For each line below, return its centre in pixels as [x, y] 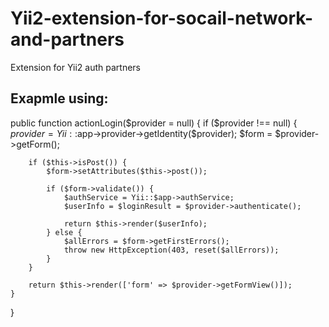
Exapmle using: [59, 98]
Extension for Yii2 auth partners [75, 67]
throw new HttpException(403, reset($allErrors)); [171, 250]
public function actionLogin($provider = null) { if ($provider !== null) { [154, 123]
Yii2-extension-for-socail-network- [162, 18]
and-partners [67, 39]
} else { [64, 232]
